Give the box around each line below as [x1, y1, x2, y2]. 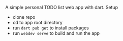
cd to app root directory [12, 20, 63, 25]
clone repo [12, 14, 36, 20]
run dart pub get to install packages [12, 25, 89, 31]
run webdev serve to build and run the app [12, 30, 100, 36]
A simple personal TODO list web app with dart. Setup [5, 5, 118, 10]
